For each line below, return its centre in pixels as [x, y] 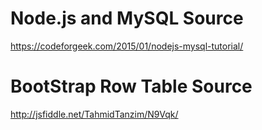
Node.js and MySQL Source [127, 18]
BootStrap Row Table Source [131, 86]
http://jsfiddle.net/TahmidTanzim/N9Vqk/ [94, 114]
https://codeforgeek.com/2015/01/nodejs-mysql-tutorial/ [127, 46]
